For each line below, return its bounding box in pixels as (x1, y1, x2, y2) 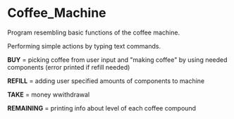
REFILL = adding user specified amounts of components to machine (7, 76, 205, 85)
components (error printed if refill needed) (7, 63, 130, 71)
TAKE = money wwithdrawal (7, 90, 90, 99)
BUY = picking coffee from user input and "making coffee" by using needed (7, 55, 228, 64)
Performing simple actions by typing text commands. (7, 42, 161, 50)
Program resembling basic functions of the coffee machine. (7, 28, 180, 37)
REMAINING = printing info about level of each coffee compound (7, 104, 196, 112)
